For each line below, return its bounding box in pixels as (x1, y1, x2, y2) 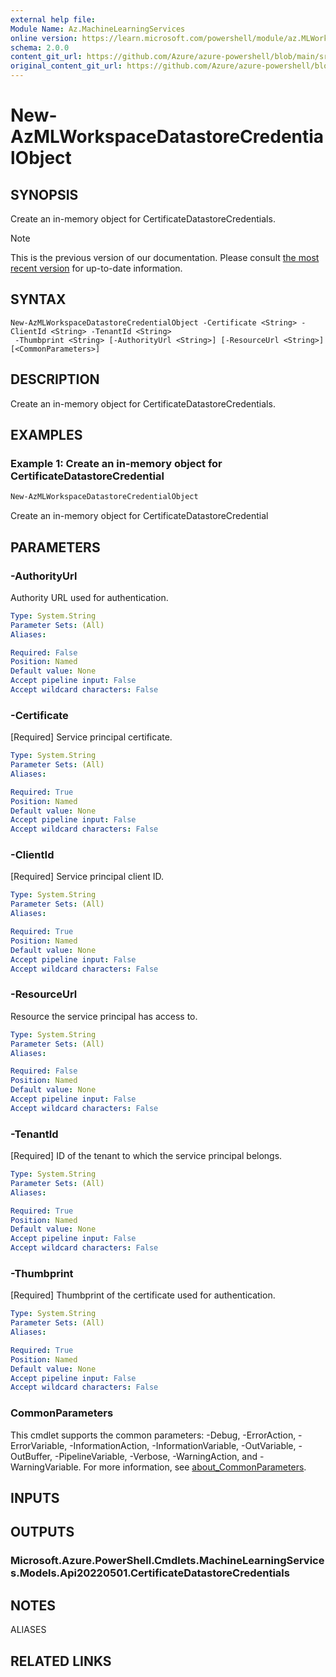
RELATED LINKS (10, 1652, 112, 1670)
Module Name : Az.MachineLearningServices (10, 24, 186, 34)
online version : (10, 33, 78, 43)
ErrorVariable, (10, 1439, 68, 1451)
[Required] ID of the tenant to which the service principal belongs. (10, 1150, 283, 1162)
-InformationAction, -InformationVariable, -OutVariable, (69, 1439, 297, 1451)
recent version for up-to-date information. (10, 262, 183, 274)
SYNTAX (10, 291, 67, 308)
